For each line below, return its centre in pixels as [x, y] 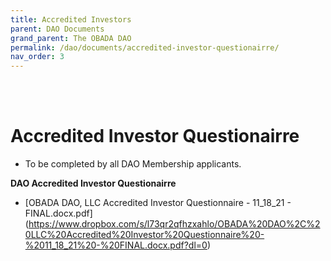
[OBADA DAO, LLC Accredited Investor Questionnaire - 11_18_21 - [158, 203]
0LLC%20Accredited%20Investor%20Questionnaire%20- [144, 235]
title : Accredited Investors [71, 19]
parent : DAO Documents [57, 29]
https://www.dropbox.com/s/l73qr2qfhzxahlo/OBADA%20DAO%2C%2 [174, 224]
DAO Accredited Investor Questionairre [93, 183]
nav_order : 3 [37, 57]
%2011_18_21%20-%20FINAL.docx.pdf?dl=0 [116, 245]
